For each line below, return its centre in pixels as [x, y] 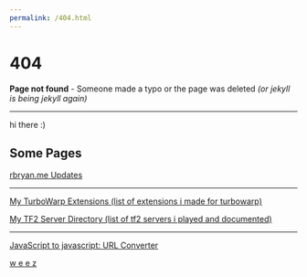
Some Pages [46, 153]
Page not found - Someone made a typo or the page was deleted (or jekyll [150, 89]
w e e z [23, 263]
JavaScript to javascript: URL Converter [84, 245]
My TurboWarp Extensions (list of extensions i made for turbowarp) [136, 201]
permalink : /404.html [51, 18]
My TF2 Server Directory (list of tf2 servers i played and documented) [141, 219]
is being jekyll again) [48, 98]
